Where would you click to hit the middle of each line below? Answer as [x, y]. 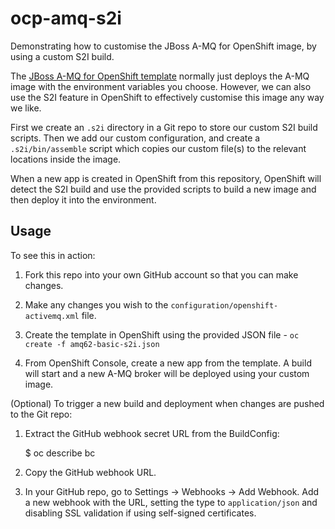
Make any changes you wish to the [96, 304]
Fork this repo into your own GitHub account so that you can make [161, 274]
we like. [26, 108]
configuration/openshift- [224, 305]
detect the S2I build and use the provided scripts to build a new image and [163, 189]
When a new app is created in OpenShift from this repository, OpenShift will [166, 178]
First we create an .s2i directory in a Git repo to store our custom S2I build [164, 127]
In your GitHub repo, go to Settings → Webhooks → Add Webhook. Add [172, 491]
